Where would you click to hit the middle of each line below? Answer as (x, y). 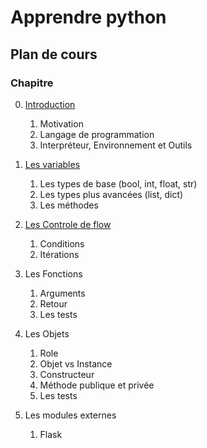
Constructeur (67, 374)
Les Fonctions (53, 273)
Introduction (50, 104)
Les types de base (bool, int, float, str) (118, 183)
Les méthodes (69, 205)
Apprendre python (88, 17)
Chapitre (32, 83)
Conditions (62, 243)
